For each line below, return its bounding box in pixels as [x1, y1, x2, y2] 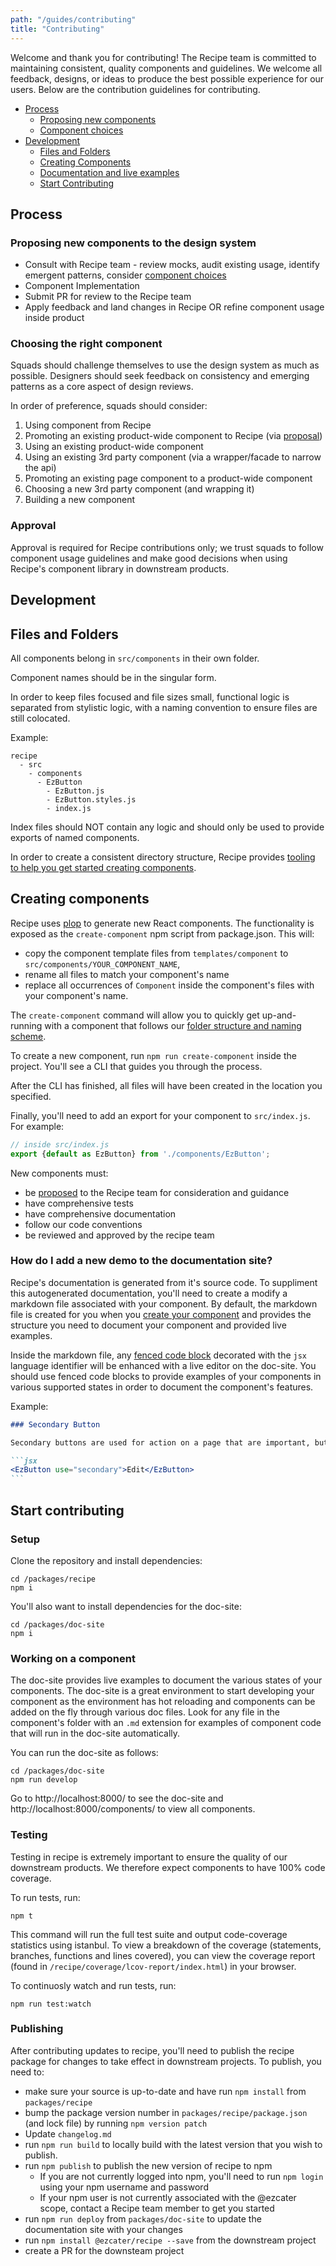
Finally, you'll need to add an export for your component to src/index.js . [10, 1109, 311, 1121]
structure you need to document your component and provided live [10, 1319, 287, 1331]
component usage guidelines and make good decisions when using [10, 552, 288, 564]
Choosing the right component [10, 337, 163, 351]
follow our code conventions [24, 1218, 143, 1230]
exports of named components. [10, 831, 140, 843]
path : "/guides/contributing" [10, 14, 137, 25]
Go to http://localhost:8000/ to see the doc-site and [10, 1792, 224, 1805]
